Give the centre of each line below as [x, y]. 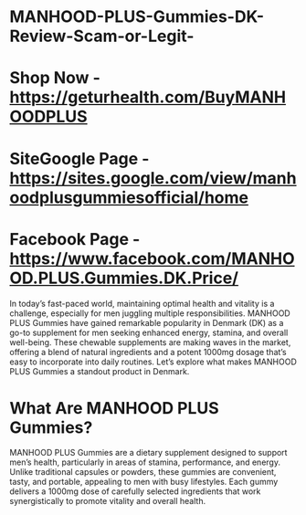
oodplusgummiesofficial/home [129, 197]
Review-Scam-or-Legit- [102, 36]
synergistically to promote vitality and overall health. [108, 501]
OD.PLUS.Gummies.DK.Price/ [124, 278]
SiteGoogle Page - [79, 158]
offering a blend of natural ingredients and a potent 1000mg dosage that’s [148, 352]
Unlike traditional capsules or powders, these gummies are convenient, [143, 472]
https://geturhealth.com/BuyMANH [148, 97]
